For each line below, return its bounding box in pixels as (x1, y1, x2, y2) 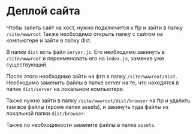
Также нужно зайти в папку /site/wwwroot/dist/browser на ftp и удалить (6, 97, 191, 104)
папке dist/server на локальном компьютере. (6, 85, 125, 92)
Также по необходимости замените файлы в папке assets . (6, 121, 156, 128)
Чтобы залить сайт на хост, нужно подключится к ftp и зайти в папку (6, 24, 183, 31)
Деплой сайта (6, 4, 80, 18)
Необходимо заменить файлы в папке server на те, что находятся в (6, 79, 179, 86)
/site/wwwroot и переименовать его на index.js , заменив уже (6, 54, 165, 62)
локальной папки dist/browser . (6, 109, 86, 117)
